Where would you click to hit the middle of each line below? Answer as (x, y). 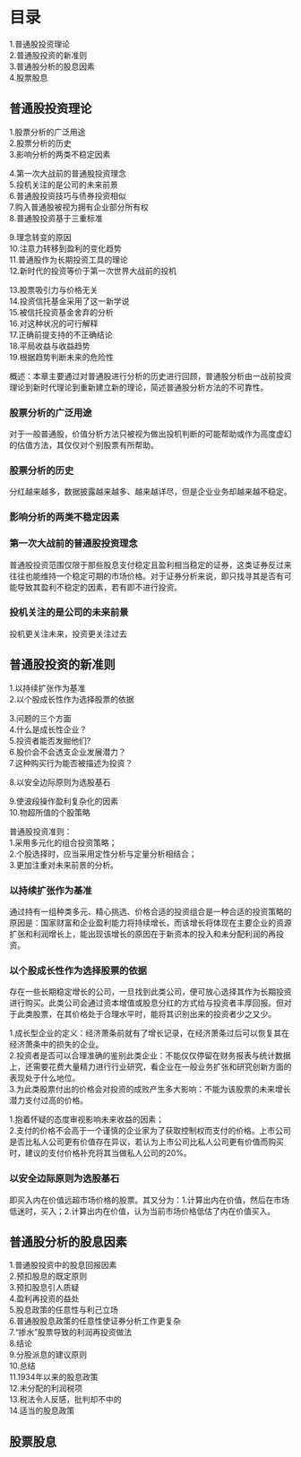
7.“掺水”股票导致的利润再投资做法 (71, 1332)
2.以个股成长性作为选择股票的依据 (72, 699)
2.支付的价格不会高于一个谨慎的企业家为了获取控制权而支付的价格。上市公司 (150, 1131)
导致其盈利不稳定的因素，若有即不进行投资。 (99, 587)
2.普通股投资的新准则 (48, 55)
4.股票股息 (29, 77)
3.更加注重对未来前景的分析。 (64, 865)
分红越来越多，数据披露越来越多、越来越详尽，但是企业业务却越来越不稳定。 (150, 492)
